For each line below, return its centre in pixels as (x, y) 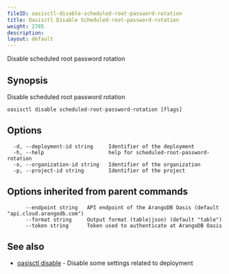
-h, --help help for (73, 152)
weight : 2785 (26, 26)
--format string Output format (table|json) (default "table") (124, 220)
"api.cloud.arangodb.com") (46, 213)
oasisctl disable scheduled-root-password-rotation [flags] (95, 109)
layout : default (30, 39)
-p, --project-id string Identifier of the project (99, 170)
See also (26, 246)
